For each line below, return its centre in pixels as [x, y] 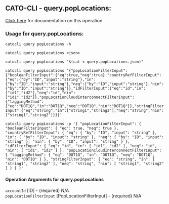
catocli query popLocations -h [38, 44]
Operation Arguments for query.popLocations [55, 179]
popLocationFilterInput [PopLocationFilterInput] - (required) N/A [73, 196]
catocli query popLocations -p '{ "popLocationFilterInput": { [73, 124]
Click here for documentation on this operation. [54, 20]
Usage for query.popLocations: [45, 33]
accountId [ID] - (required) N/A [37, 191]
